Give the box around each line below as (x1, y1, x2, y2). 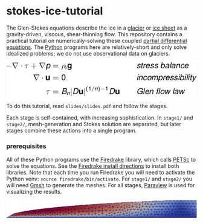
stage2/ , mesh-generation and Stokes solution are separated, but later (6, 121, 181, 128)
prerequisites (6, 142, 47, 150)
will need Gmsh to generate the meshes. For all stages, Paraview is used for (6, 181, 195, 188)
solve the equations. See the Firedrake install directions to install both (6, 162, 179, 170)
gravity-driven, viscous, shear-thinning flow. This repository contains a (6, 30, 182, 37)
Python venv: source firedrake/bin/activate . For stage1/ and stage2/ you (6, 175, 193, 182)
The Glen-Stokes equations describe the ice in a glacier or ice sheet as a (6, 24, 187, 31)
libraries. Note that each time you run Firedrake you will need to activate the (6, 168, 195, 176)
